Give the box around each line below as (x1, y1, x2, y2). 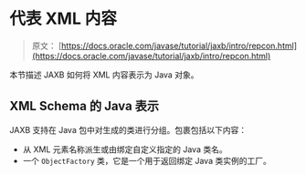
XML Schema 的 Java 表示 (9, 98, 160, 114)
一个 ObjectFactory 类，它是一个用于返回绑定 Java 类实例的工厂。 (22, 155, 271, 166)
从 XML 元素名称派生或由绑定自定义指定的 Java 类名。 (22, 143, 227, 155)
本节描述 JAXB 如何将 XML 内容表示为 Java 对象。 (9, 69, 199, 80)
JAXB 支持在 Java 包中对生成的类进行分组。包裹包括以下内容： (9, 124, 248, 135)
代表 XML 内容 (9, 8, 117, 29)
